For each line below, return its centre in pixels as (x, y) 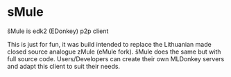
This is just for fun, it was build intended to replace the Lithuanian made (109, 44)
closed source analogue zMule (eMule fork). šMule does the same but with (114, 52)
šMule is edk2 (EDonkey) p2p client (58, 31)
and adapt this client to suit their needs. (63, 66)
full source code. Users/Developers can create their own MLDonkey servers (116, 58)
